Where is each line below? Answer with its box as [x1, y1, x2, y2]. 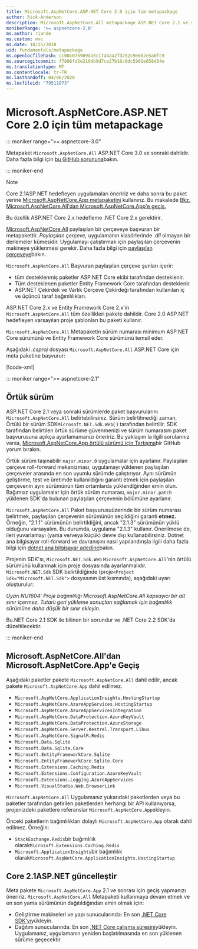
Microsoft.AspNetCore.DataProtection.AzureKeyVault [14, 714, 144, 720]
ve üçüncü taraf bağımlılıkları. [14, 292, 87, 300]
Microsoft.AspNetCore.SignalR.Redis [14, 732, 105, 739]
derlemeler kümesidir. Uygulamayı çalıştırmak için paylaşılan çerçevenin [6, 238, 181, 245]
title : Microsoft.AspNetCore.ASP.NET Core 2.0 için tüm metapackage [6, 8, 178, 15]
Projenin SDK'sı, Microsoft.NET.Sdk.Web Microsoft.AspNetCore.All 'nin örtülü [6, 555, 192, 562]
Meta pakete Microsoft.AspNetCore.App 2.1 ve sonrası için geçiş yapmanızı [6, 887, 186, 894]
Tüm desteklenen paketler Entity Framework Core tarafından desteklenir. [14, 279, 191, 287]
